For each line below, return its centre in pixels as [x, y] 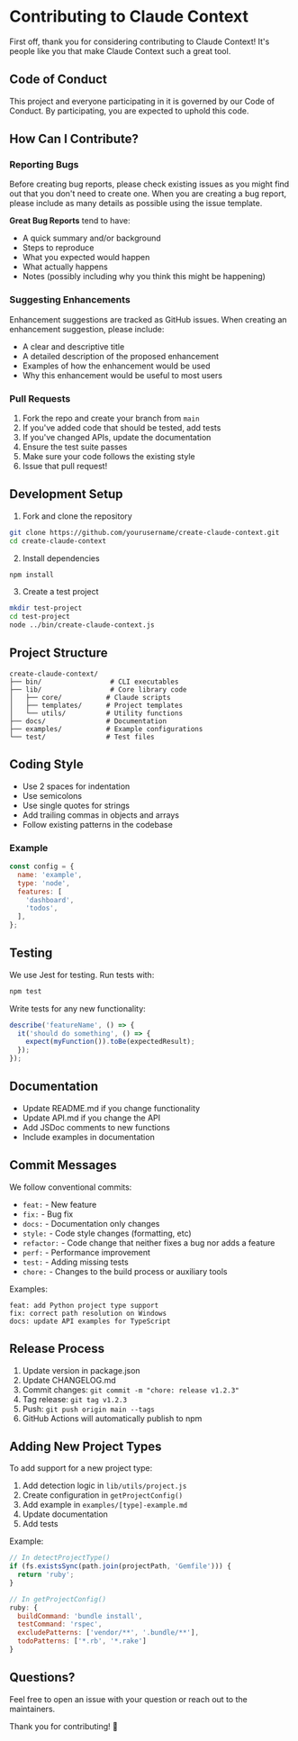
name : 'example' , [50, 875]
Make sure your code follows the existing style [108, 457]
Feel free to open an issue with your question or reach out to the [128, 1699]
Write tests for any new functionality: [77, 1008]
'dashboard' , [50, 900]
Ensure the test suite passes [75, 447]
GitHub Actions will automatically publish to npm [112, 1418]
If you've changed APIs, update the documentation [117, 438]
